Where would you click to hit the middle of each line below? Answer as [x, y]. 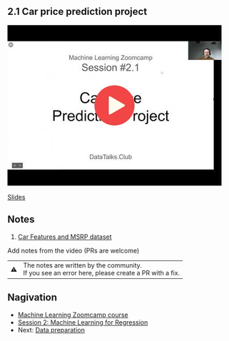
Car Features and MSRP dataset [65, 236]
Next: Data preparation [51, 330]
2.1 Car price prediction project [77, 12]
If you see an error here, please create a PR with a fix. [102, 273]
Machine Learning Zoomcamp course [73, 315]
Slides [16, 197]
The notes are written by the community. [83, 265]
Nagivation [32, 298]
